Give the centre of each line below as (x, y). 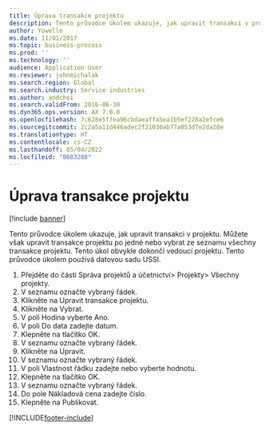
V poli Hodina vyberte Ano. (65, 317)
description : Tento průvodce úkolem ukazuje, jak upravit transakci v (129, 23)
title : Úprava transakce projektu (67, 16)
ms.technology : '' (40, 61)
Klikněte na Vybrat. (52, 309)
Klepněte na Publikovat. (59, 402)
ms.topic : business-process (56, 46)
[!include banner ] (38, 219)
